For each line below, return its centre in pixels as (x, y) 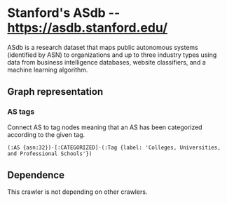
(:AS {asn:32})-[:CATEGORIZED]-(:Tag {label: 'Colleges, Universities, (114, 148)
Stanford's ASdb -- (64, 13)
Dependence (36, 175)
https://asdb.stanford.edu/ (88, 28)
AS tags (21, 112)
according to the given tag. (46, 134)
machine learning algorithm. (48, 70)
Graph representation (55, 92)
